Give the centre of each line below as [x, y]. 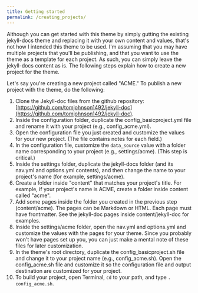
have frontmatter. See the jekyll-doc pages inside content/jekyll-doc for [102, 214]
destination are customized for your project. [68, 271]
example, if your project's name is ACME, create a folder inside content [102, 189]
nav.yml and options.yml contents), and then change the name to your [100, 170]
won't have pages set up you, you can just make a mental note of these [102, 239]
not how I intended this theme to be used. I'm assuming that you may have [97, 46]
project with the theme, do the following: [56, 89]
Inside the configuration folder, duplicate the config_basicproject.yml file [103, 120]
